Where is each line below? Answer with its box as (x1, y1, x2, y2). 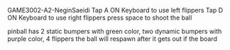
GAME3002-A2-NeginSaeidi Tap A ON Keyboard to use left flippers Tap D (7, 6, 224, 14)
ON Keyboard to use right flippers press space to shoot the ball (7, 13, 192, 22)
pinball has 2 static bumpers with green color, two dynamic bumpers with (7, 27, 222, 35)
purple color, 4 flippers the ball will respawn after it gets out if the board (7, 35, 218, 43)
